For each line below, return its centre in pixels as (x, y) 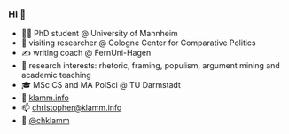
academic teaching (56, 75)
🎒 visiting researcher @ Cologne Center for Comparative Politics (138, 43)
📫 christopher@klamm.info (71, 108)
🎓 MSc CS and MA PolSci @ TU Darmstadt (101, 85)
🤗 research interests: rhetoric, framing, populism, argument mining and (150, 66)
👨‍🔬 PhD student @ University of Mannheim (99, 34)
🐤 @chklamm (45, 121)
